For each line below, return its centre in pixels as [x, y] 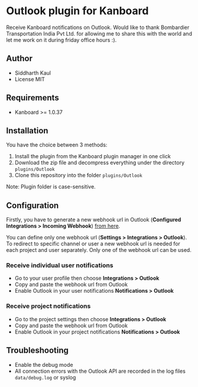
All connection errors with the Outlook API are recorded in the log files [100, 371]
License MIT [30, 79]
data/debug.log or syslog [45, 377]
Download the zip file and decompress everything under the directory [100, 163]
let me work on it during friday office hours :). [61, 40]
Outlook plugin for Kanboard [77, 11]
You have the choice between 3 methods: [57, 145]
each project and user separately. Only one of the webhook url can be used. [99, 250]
